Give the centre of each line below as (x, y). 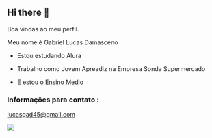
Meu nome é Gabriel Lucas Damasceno (63, 42)
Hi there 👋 (28, 13)
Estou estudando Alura (49, 55)
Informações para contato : (53, 100)
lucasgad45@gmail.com (41, 115)
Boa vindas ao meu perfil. (43, 29)
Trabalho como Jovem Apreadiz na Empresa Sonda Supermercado (111, 68)
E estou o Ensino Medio (50, 82)
